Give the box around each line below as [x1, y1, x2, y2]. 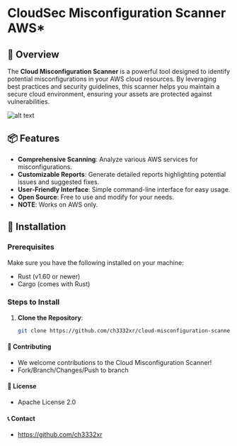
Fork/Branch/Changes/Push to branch [17, 366, 129, 374]
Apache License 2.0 [17, 398, 76, 406]
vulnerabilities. [7, 97, 50, 106]
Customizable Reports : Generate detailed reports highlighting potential [17, 170, 226, 178]
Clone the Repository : [17, 313, 83, 322]
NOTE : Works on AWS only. [17, 200, 98, 209]
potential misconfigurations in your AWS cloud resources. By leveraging [7, 75, 217, 83]
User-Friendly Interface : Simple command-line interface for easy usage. [17, 185, 231, 193]
